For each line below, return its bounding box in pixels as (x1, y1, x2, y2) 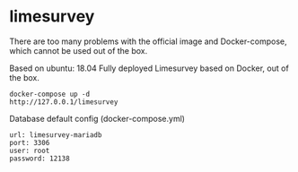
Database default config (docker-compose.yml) (9, 113, 186, 124)
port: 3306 (9, 138, 50, 147)
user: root (9, 146, 50, 155)
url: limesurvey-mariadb (9, 130, 102, 140)
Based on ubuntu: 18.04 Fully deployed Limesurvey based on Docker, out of (9, 63, 289, 73)
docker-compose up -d (9, 90, 91, 99)
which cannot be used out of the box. (9, 45, 148, 56)
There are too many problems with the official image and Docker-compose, (9, 36, 287, 47)
